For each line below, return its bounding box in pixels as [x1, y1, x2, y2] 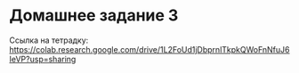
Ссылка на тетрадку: [9, 35, 89, 45]
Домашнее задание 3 [9, 5, 179, 26]
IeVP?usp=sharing [9, 53, 77, 64]
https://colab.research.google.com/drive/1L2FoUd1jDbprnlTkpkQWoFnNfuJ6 [9, 44, 290, 54]
